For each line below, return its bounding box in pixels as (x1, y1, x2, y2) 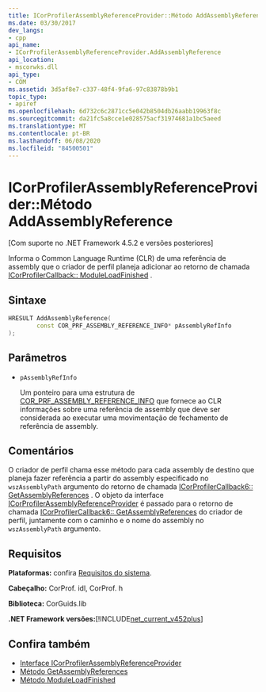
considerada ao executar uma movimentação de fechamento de (19, 413, 229, 422)
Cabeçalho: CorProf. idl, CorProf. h (8, 583, 123, 593)
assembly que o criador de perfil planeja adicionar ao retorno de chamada (8, 262, 250, 272)
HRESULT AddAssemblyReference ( (8, 315, 112, 323)
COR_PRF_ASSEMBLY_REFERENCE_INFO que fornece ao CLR (19, 396, 222, 405)
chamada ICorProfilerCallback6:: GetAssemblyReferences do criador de (8, 507, 243, 517)
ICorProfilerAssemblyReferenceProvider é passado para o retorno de (8, 499, 234, 508)
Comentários (8, 444, 74, 457)
